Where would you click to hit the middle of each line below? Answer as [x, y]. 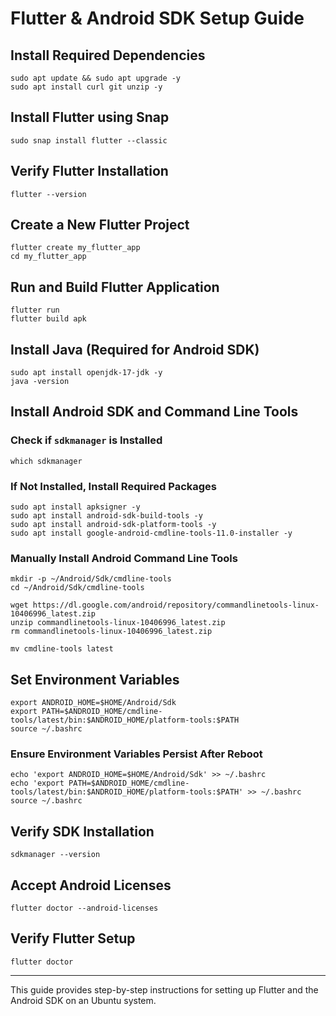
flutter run [35, 310]
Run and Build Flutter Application [115, 287]
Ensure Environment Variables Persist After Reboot [136, 754]
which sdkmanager [46, 461]
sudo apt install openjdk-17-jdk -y [86, 373]
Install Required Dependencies [108, 55]
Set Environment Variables [95, 679]
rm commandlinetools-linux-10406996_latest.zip [111, 632]
